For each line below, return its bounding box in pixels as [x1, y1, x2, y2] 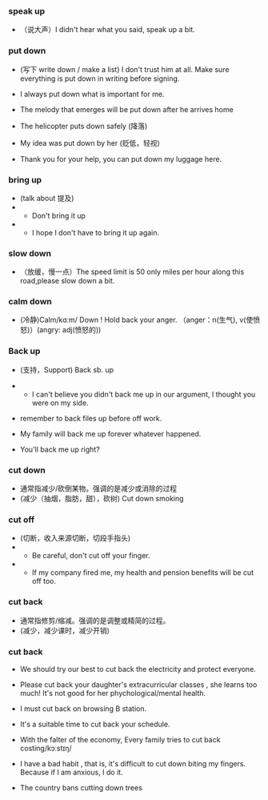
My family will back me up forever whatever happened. [19, 428, 202, 438]
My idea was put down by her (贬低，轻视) [19, 138, 160, 147]
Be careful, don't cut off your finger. [31, 551, 150, 561]
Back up [8, 346, 41, 357]
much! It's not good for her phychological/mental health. [19, 688, 206, 697]
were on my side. [31, 398, 90, 408]
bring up [8, 174, 42, 185]
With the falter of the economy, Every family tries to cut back [19, 734, 221, 744]
